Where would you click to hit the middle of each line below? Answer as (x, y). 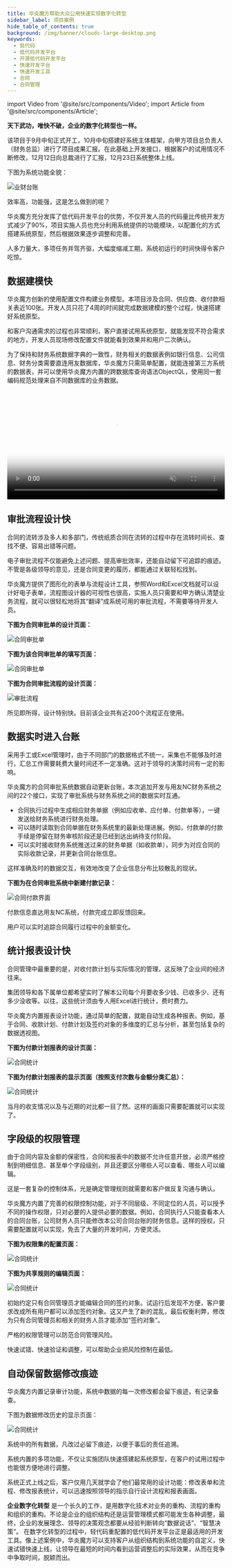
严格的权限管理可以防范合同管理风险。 (61, 1335)
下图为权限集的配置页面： (43, 1244)
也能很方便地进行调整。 (40, 1468)
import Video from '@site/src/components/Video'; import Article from (106, 104)
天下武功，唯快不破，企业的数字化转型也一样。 (74, 126)
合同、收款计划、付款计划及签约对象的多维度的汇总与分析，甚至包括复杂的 (119, 1024)
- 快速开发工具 (32, 71)
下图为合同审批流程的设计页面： (52, 683)
